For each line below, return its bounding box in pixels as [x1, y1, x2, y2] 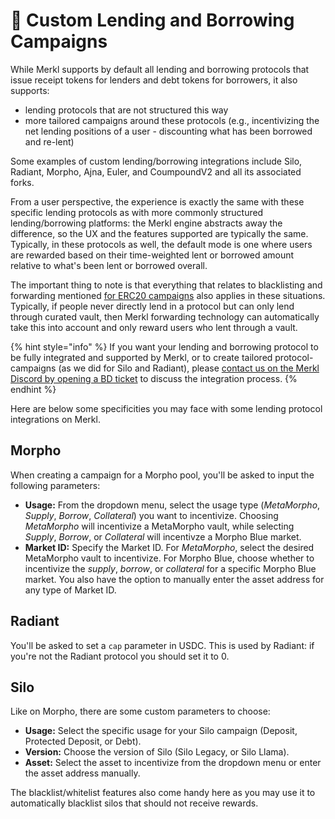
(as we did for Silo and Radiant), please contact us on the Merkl [58, 362, 320, 374]
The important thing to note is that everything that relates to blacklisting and [10, 279, 323, 291]
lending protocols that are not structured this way [24, 104, 229, 116]
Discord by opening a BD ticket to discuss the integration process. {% [10, 372, 298, 384]
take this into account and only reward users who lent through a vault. [10, 321, 298, 333]
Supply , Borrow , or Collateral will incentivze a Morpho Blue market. [24, 530, 302, 543]
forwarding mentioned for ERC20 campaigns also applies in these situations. [10, 289, 326, 301]
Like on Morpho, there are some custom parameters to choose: [10, 705, 271, 718]
